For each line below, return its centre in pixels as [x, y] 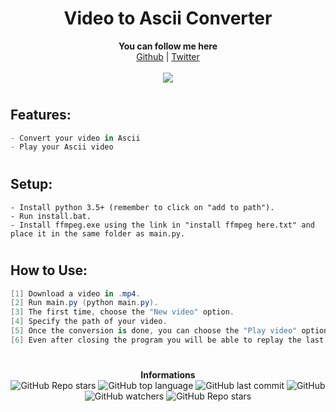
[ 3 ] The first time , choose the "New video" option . [122, 312]
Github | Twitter [168, 56]
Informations [168, 374]
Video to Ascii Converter [168, 18]
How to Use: [49, 270]
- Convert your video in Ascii [75, 138]
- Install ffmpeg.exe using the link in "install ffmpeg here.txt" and [162, 225]
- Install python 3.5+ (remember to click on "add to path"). [142, 207]
